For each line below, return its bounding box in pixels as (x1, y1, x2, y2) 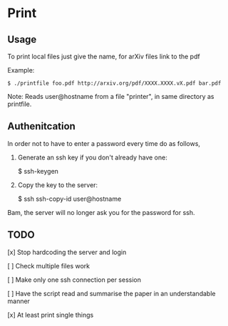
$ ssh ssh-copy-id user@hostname (17, 194, 122, 203)
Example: (7, 66, 35, 74)
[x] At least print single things (7, 310, 94, 319)
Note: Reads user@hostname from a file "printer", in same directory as (7, 93, 214, 100)
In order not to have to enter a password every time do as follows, (7, 139, 201, 147)
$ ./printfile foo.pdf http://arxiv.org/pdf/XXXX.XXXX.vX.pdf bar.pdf (7, 80, 222, 87)
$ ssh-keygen (17, 167, 59, 175)
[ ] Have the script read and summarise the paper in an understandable (7, 289, 216, 298)
